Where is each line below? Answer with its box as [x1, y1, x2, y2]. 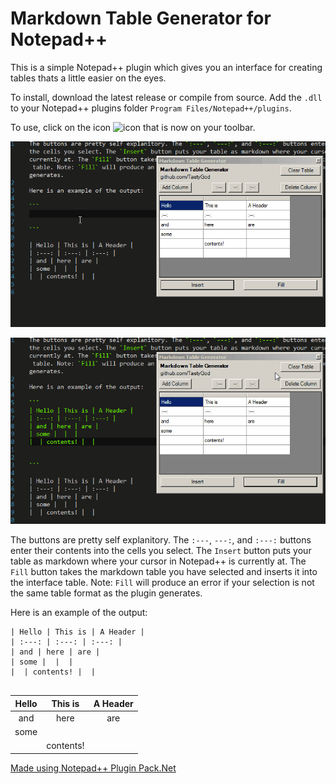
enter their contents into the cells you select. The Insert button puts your [10, 545, 312, 556]
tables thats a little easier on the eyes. [10, 72, 167, 84]
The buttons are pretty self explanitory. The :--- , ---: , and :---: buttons [10, 534, 312, 546]
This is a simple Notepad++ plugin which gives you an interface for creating [10, 61, 323, 73]
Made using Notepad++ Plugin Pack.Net [10, 762, 177, 774]
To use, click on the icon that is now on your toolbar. [10, 121, 256, 133]
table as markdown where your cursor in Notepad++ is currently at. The [10, 555, 307, 567]
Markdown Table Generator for [10, 7, 272, 30]
